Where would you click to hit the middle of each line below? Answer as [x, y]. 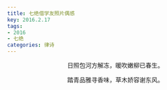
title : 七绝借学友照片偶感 [41, 13]
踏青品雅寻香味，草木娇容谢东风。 [115, 80]
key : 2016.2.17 [29, 20]
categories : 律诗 [31, 45]
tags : [15, 26]
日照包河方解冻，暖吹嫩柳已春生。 [115, 65]
